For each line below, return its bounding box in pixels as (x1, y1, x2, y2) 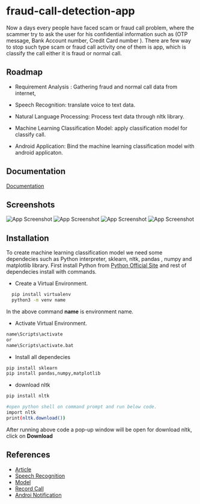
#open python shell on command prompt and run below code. (6, 404, 157, 410)
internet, (14, 89, 36, 97)
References (6, 450, 50, 460)
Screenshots (6, 200, 55, 210)
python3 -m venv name (11, 297, 66, 303)
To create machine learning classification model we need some (6, 249, 163, 256)
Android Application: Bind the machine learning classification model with (14, 143, 195, 150)
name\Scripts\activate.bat (6, 342, 74, 348)
